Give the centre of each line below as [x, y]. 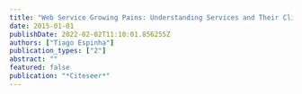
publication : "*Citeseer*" [60, 76]
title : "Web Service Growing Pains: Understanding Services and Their [144, 17]
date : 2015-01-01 [42, 26]
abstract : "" [34, 59]
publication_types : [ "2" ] [58, 51]
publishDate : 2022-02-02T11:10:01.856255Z [90, 34]
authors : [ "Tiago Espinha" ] [62, 43]
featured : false [40, 68]
